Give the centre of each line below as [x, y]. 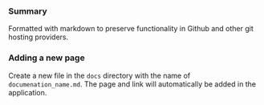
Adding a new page [47, 58]
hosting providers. [39, 37]
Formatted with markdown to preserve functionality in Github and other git [131, 29]
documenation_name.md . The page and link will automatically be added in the [132, 84]
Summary [28, 11]
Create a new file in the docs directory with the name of [100, 75]
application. [28, 92]
